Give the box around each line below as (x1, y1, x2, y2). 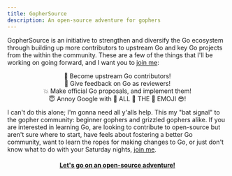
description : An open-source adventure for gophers (7, 17, 161, 24)
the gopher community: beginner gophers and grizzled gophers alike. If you (7, 115, 226, 124)
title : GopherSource (7, 10, 68, 17)
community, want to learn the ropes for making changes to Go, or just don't (7, 138, 224, 146)
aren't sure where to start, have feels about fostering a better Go (7, 130, 194, 138)
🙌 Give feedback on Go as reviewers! (64, 79, 171, 87)
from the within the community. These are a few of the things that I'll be (7, 50, 213, 59)
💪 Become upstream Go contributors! (64, 71, 171, 80)
